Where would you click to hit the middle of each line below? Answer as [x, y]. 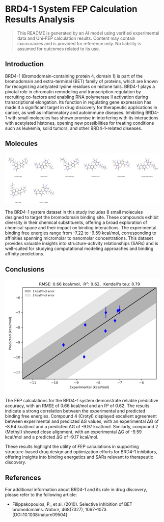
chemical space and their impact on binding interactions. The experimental [81, 228]
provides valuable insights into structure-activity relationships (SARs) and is [82, 244]
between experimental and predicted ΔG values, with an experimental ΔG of [82, 421]
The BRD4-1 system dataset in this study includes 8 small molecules [74, 212]
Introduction [25, 64]
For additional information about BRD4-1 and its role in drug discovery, [76, 490]
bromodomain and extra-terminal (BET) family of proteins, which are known [82, 81]
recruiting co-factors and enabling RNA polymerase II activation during [77, 97]
